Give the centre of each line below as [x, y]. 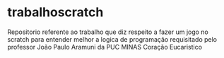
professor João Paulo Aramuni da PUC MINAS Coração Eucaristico [105, 47]
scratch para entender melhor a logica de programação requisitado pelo [112, 39]
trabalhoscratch [55, 12]
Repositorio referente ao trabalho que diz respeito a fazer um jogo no [108, 32]
